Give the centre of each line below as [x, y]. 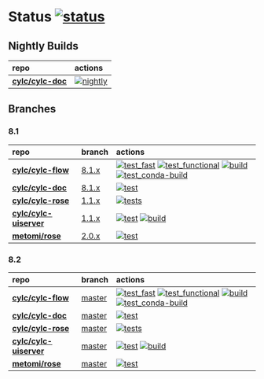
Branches [32, 109]
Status [30, 17]
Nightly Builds [43, 46]
